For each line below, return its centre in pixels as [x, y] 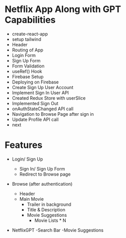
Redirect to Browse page [45, 174]
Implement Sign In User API [40, 93]
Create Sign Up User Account [43, 87]
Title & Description [46, 209]
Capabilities [30, 20]
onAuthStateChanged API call [43, 109]
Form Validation [28, 66]
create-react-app [30, 34]
